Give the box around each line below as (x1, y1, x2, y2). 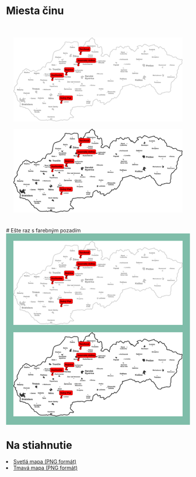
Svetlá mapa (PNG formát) (13, 458, 77, 465)
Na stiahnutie (6, 439, 72, 452)
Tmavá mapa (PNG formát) (13, 464, 78, 471)
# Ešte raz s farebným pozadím (6, 227, 81, 234)
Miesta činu (6, 4, 64, 18)
